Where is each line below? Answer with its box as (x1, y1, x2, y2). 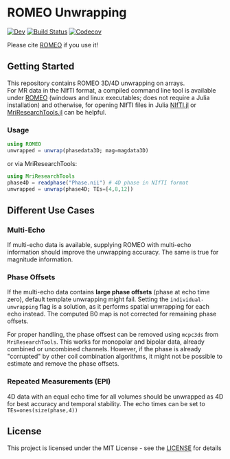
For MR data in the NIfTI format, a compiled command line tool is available (7, 86, 216, 94)
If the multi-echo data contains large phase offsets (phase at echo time (7, 288, 210, 296)
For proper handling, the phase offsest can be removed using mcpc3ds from (7, 331, 218, 339)
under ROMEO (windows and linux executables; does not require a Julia (7, 93, 210, 102)
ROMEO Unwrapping (7, 5, 127, 21)
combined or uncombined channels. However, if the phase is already (7, 345, 201, 353)
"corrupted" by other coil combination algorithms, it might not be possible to (7, 352, 223, 361)
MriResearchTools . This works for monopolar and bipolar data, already (7, 338, 205, 346)
